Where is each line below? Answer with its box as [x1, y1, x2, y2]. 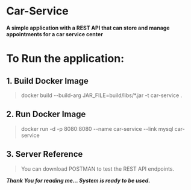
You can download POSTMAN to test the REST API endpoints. [20, 165, 175, 173]
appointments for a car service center [6, 30, 104, 37]
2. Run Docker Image [6, 109, 86, 119]
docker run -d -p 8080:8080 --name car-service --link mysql [20, 125, 174, 132]
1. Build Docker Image [6, 75, 89, 86]
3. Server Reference [6, 149, 83, 159]
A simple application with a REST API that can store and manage [6, 24, 170, 31]
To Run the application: [6, 52, 125, 66]
